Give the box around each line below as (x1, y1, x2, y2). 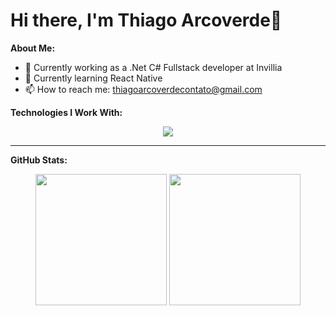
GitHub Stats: (10, 154, 68, 166)
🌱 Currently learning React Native (24, 72, 163, 84)
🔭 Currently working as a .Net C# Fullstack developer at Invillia (24, 61, 283, 73)
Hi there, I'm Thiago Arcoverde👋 (10, 9, 283, 32)
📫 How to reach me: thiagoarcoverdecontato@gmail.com (24, 83, 263, 95)
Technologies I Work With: (10, 106, 123, 118)
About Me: (10, 42, 56, 54)
